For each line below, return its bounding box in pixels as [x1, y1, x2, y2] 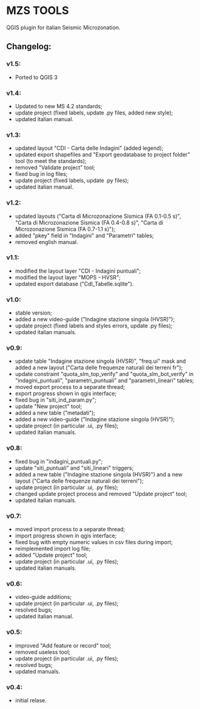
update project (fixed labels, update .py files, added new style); [15, 109, 173, 116]
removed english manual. [15, 238, 79, 245]
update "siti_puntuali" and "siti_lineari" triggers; [15, 464, 134, 472]
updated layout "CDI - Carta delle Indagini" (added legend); [15, 144, 164, 152]
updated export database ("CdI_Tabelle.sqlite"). [15, 280, 134, 287]
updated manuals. [15, 668, 61, 675]
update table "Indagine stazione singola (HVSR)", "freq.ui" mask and [15, 357, 186, 365]
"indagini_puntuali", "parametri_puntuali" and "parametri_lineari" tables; [15, 377, 195, 384]
